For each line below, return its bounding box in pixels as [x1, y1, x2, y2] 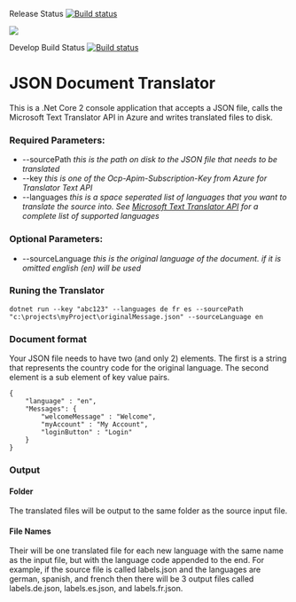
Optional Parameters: [9, 233, 104, 246]
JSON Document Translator [9, 74, 215, 93]
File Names [9, 526, 51, 536]
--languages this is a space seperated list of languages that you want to [21, 192, 287, 203]
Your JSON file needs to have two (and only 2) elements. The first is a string [9, 353, 287, 364]
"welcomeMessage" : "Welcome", [41, 412, 157, 421]
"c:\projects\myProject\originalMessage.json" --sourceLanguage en [9, 312, 264, 321]
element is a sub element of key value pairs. [9, 372, 170, 383]
